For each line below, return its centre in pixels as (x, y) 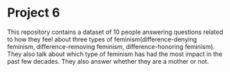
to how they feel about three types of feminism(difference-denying (102, 39)
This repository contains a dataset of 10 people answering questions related (115, 32)
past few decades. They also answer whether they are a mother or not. (108, 61)
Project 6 (33, 13)
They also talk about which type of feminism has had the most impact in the (115, 54)
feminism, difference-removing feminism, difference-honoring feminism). (111, 46)
